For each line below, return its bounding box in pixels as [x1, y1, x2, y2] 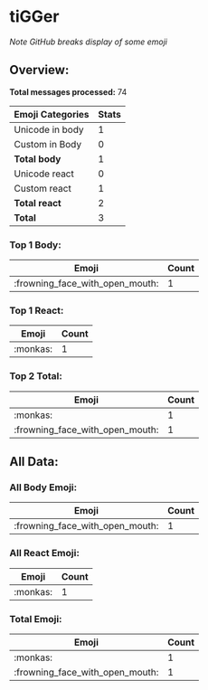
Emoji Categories [14, 108, 90, 120]
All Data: [9, 454, 59, 469]
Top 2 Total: [9, 370, 63, 383]
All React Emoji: [9, 547, 80, 560]
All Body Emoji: [9, 481, 78, 494]
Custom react [14, 182, 72, 194]
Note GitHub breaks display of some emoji [9, 36, 167, 47]
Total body [14, 152, 61, 165]
